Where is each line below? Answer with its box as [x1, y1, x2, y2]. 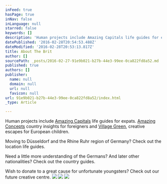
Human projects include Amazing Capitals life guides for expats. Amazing [5, 118, 156, 124]
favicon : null [9, 91, 39, 96]
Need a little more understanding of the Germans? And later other [5, 153, 140, 160]
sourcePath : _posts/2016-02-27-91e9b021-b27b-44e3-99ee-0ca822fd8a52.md [5, 58, 159, 63]
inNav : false [5, 16, 32, 21]
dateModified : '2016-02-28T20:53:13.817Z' [5, 44, 94, 49]
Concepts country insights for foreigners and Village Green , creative [5, 123, 145, 130]
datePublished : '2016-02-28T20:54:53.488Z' [5, 40, 97, 45]
